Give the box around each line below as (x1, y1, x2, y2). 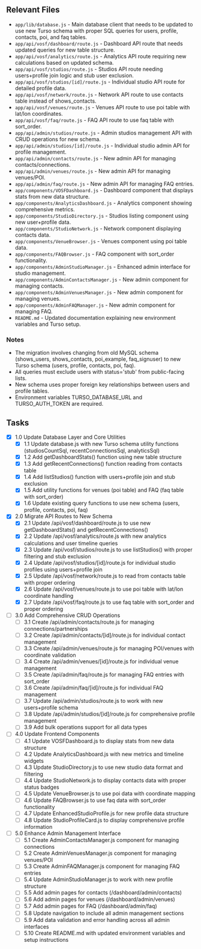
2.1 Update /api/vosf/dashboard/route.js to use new (23, 519, 151, 527)
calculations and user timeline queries (23, 540, 118, 547)
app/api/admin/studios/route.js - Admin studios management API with (14, 129, 193, 136)
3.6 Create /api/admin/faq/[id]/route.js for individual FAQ (23, 684, 164, 691)
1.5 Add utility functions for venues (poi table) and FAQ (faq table (23, 486, 184, 494)
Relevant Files (6, 5, 60, 15)
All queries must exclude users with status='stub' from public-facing (14, 369, 185, 376)
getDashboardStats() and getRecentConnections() (23, 526, 149, 534)
